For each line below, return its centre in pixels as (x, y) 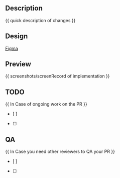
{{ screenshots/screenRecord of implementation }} (57, 76)
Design (17, 36)
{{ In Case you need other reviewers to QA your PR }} (60, 152)
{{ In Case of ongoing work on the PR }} (46, 104)
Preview (18, 64)
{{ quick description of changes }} (40, 20)
